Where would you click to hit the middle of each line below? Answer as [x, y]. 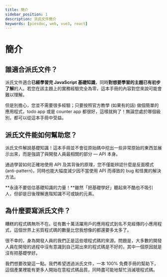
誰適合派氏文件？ [31, 69]
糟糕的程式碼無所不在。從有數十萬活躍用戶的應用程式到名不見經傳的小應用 [81, 223]
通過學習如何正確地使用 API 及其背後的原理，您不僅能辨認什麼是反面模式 [80, 165]
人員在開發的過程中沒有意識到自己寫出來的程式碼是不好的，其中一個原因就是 [83, 247]
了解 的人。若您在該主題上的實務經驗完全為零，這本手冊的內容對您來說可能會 [83, 89]
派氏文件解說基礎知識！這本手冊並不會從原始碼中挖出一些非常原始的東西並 [81, 148]
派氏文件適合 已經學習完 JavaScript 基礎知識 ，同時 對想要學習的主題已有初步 [83, 82]
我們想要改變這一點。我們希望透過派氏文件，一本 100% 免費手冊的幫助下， [82, 263]
